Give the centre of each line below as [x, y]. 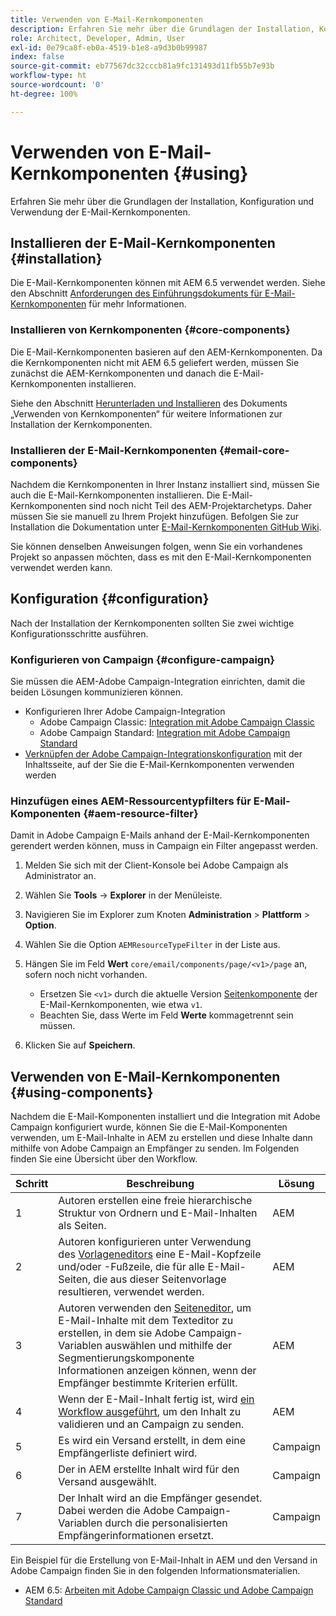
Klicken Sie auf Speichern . [80, 1045]
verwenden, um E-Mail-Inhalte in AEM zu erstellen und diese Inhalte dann [161, 1138]
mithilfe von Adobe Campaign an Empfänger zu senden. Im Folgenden [155, 1148]
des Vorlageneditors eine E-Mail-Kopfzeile [160, 1254]
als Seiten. [82, 1226]
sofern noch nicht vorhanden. [86, 975]
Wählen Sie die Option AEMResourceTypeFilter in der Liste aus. [152, 945]
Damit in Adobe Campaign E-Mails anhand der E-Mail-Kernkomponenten [160, 835]
